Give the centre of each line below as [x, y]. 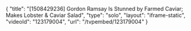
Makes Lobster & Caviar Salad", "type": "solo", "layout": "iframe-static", [96, 15]
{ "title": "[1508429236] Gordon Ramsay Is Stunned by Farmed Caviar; [95, 9]
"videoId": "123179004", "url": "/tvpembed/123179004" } [77, 22]
